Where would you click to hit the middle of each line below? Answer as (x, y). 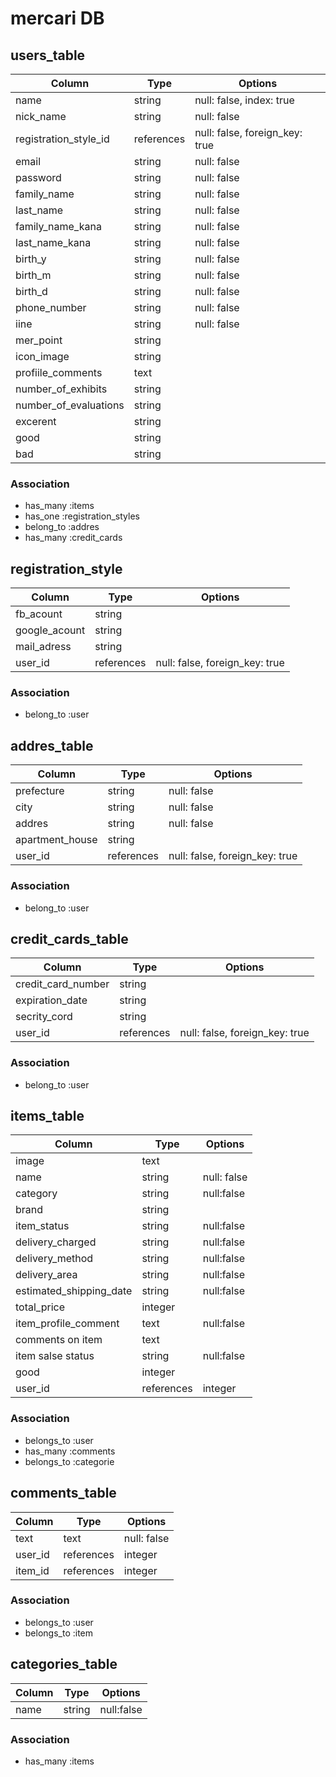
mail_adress (43, 647)
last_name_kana (53, 242)
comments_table (63, 1493)
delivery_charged (56, 1242)
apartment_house (56, 840)
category (36, 1194)
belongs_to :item (59, 1633)
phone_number (51, 307)
